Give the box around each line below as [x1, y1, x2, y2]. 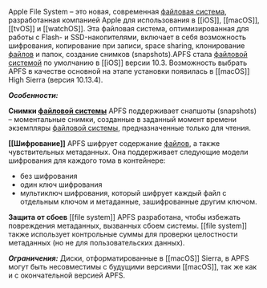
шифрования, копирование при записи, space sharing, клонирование [8, 41, 245, 51]
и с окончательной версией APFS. [8, 270, 126, 280]
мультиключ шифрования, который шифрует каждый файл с [19, 189, 227, 197]
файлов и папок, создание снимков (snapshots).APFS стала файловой [8, 50, 249, 59]
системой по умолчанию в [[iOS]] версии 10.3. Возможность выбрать [8, 58, 248, 67]
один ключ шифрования [19, 180, 103, 189]
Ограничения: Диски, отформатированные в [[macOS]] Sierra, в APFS [8, 254, 250, 263]
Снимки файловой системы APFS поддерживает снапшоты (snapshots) [8, 106, 257, 116]
